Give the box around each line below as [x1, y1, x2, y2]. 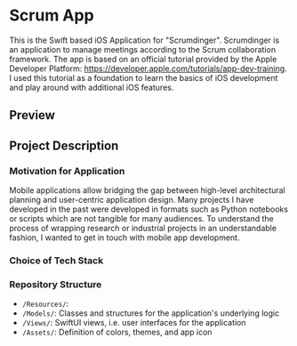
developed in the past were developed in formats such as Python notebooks [9, 204, 289, 214]
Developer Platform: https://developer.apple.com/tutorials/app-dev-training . [9, 63, 287, 74]
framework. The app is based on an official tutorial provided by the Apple [9, 53, 277, 64]
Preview [9, 108, 56, 123]
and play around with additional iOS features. [9, 82, 174, 93]
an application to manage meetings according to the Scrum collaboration [9, 44, 277, 54]
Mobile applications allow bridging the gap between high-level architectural [9, 185, 286, 196]
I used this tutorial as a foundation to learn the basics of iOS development [9, 72, 278, 83]
